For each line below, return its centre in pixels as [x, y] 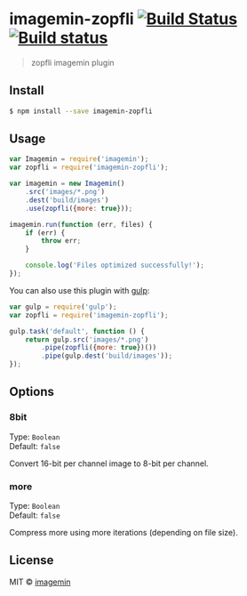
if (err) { [45, 233]
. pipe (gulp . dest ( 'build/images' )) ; [107, 356]
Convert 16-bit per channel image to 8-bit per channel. [109, 463]
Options [32, 392]
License [32, 560]
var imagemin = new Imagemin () [67, 184]
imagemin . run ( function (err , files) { [81, 224]
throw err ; [61, 241]
